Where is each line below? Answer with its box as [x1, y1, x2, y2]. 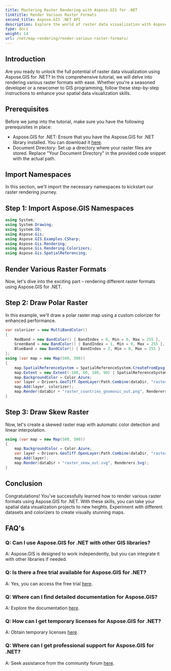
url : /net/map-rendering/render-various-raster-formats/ [5, 36, 129, 41]
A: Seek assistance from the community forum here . [5, 660, 115, 666]
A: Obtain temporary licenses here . [5, 629, 79, 635]
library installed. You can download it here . [12, 139, 103, 145]
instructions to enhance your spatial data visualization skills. [5, 90, 131, 96]
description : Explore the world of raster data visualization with [5, 21, 152, 27]
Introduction [5, 55, 46, 64]
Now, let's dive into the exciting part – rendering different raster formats [5, 278, 155, 284]
